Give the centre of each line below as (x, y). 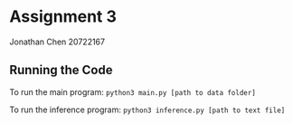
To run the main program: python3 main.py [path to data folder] (132, 91)
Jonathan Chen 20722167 (57, 42)
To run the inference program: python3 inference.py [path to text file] (147, 110)
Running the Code (61, 70)
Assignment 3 (63, 17)
